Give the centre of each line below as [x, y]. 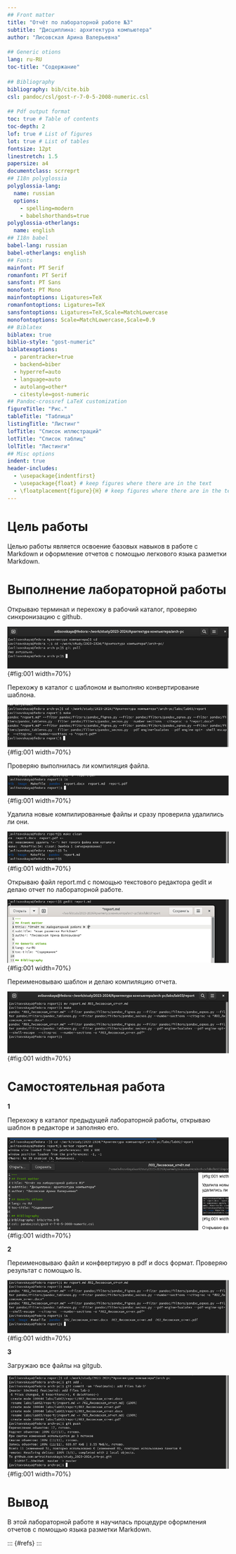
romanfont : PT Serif [38, 275]
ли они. [18, 821]
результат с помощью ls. [45, 1271]
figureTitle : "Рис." [38, 409]
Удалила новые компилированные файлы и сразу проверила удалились [116, 814]
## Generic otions [34, 52]
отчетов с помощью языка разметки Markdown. [79, 1529]
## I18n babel [28, 238]
